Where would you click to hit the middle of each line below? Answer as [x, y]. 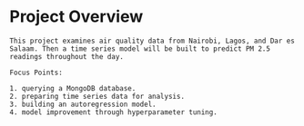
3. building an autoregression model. [83, 104]
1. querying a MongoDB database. [73, 88]
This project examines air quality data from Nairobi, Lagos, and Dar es [152, 41]
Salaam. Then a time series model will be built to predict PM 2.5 [140, 48]
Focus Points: [36, 73]
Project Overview [76, 17]
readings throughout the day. [67, 56]
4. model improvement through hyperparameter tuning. [114, 112]
